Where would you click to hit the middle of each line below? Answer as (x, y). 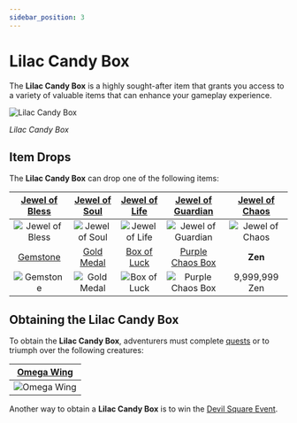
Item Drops (40, 157)
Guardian (194, 211)
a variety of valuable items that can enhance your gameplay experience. (141, 95)
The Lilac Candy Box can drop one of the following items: (114, 179)
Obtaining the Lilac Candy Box (94, 319)
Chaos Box (194, 263)
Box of (139, 251)
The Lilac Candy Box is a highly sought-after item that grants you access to (147, 86)
